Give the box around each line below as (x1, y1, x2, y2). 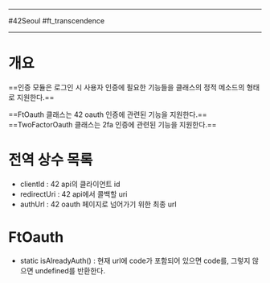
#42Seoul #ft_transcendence (8, 16, 105, 25)
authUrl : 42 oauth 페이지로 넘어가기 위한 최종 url (19, 199, 177, 209)
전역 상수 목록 (8, 151, 93, 169)
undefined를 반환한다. (35, 265, 106, 275)
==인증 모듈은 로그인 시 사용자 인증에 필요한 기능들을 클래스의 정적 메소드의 (8, 82, 245, 92)
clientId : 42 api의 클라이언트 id (19, 179, 121, 189)
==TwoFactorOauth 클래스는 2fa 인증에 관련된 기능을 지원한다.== (8, 119, 217, 129)
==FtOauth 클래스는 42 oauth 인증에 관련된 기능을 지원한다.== (8, 110, 207, 119)
